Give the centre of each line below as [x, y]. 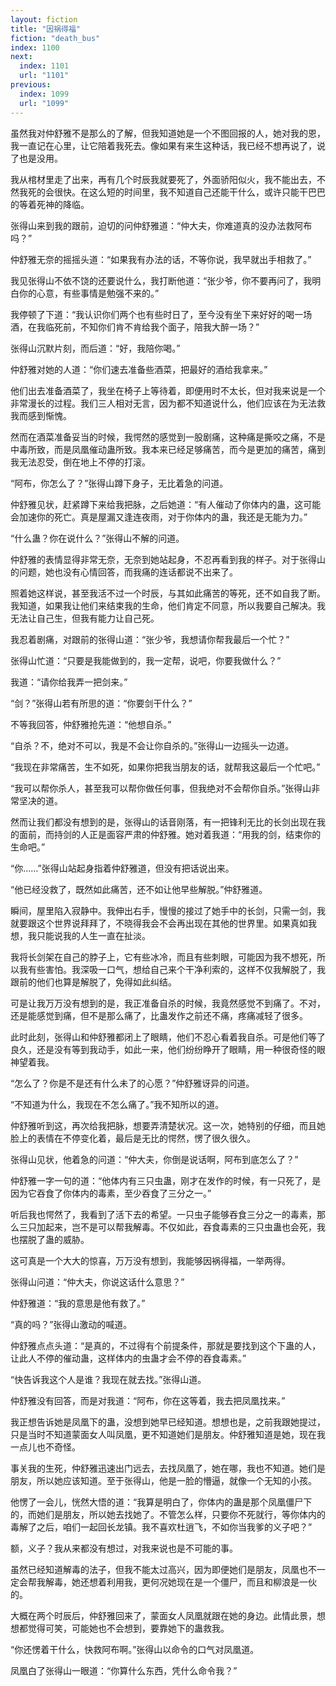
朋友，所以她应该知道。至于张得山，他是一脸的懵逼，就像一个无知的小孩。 [163, 1480]
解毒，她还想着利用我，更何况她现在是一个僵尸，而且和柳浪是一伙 [180, 1582]
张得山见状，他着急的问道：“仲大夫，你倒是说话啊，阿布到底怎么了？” [154, 1159]
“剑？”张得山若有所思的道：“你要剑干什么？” [101, 703]
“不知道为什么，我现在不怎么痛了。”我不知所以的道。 [117, 1104]
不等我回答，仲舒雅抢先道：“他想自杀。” [91, 724]
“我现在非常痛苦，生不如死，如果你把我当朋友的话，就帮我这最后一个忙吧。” [165, 767]
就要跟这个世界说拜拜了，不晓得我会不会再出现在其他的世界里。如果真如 [159, 923]
